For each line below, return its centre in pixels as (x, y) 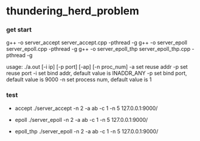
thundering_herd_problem (73, 11)
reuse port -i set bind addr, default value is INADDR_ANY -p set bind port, (97, 73)
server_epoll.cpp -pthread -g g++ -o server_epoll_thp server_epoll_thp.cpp (99, 49)
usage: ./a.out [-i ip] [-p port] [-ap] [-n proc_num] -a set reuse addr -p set (97, 67)
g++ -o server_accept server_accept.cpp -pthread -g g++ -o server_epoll (97, 42)
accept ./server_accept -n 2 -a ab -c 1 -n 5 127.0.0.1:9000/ (86, 108)
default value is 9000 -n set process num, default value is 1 (79, 79)
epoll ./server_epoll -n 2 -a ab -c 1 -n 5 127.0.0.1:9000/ (81, 119)
